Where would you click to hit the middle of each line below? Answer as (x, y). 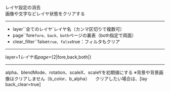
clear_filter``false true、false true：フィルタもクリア (66, 41)
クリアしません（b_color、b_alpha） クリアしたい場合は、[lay (81, 79)
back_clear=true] (23, 84)
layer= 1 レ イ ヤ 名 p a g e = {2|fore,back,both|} (49, 57)
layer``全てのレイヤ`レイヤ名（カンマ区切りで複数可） (69, 29)
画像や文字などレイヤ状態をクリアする (45, 14)
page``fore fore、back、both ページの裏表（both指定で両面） (74, 35)
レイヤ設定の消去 (23, 7)
